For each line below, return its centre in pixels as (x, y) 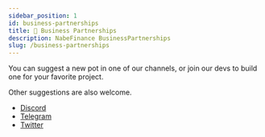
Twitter (32, 125)
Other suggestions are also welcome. (70, 92)
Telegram (36, 116)
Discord (33, 108)
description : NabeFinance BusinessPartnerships (90, 38)
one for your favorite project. (56, 77)
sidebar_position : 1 (43, 16)
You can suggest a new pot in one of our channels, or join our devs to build (133, 68)
